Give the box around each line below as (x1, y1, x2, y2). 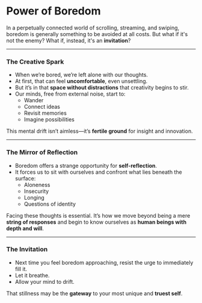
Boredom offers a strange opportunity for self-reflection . (14, 162, 158, 169)
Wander (23, 97, 44, 104)
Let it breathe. (14, 272, 50, 279)
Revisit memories (23, 109, 67, 117)
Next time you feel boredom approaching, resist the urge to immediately (14, 259, 194, 266)
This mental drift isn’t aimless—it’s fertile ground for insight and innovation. (6, 127, 194, 135)
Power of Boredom (6, 4, 101, 18)
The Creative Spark (6, 57, 64, 66)
